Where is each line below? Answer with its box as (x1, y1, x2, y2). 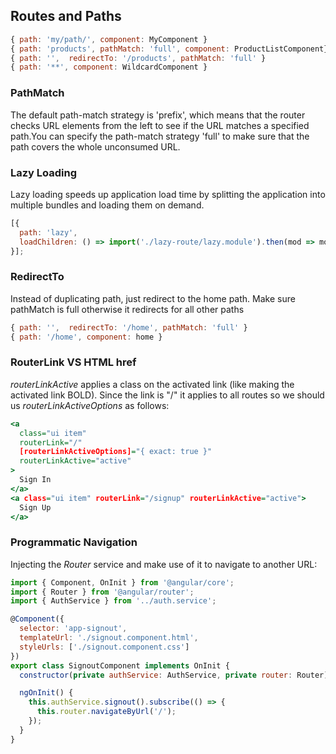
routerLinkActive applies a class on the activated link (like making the (10, 378, 295, 390)
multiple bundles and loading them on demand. (10, 199, 205, 211)
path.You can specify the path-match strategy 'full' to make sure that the (10, 130, 310, 142)
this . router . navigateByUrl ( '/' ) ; (36, 707, 177, 717)
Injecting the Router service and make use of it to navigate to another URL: (10, 558, 318, 570)
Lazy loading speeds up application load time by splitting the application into (10, 188, 326, 200)
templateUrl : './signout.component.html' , (19, 633, 199, 643)
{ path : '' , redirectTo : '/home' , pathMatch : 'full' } (10, 322, 248, 333)
